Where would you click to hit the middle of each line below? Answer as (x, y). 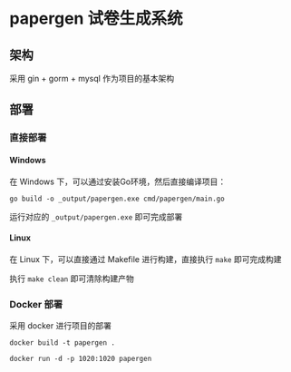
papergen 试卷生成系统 (96, 19)
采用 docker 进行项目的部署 (60, 326)
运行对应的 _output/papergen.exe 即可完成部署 (96, 216)
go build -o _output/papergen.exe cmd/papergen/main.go (117, 199)
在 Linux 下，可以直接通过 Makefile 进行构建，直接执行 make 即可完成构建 (145, 259)
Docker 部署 (36, 304)
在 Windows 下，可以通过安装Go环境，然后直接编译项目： (118, 181)
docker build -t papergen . (63, 343)
